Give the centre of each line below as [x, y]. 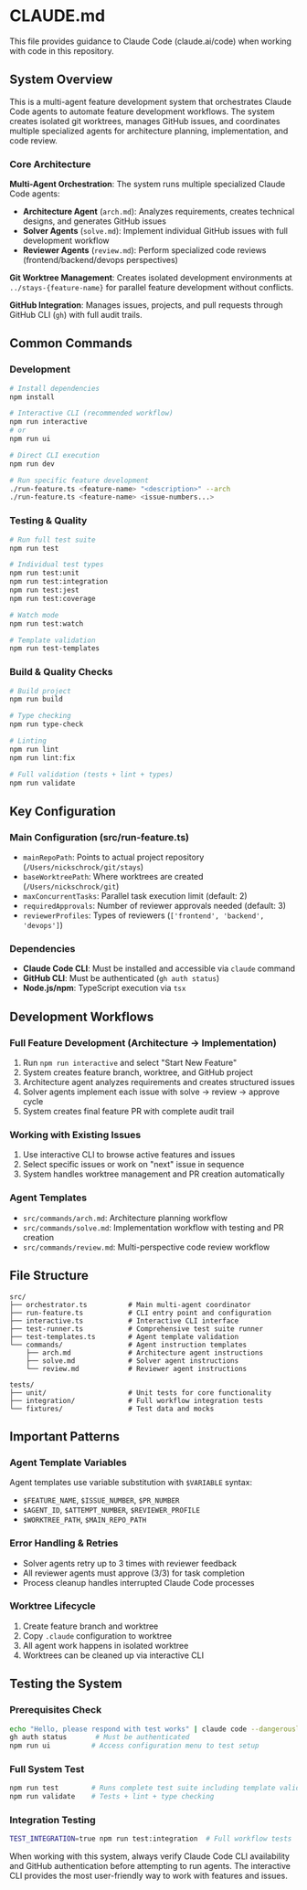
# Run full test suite [53, 540]
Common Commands [71, 343]
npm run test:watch [47, 623]
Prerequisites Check [56, 1710]
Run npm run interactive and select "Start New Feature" [130, 1063]
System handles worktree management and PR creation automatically [153, 1174]
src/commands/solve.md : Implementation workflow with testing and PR [153, 1227]
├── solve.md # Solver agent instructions [132, 1361]
